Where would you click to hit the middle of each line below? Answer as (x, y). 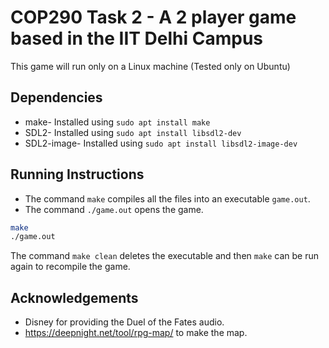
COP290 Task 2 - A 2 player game (153, 17)
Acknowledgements (74, 297)
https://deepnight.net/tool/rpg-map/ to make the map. (136, 333)
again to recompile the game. (70, 267)
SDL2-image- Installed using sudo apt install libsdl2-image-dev (161, 143)
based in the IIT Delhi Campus (137, 38)
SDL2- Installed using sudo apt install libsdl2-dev (133, 132)
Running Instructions (77, 174)
